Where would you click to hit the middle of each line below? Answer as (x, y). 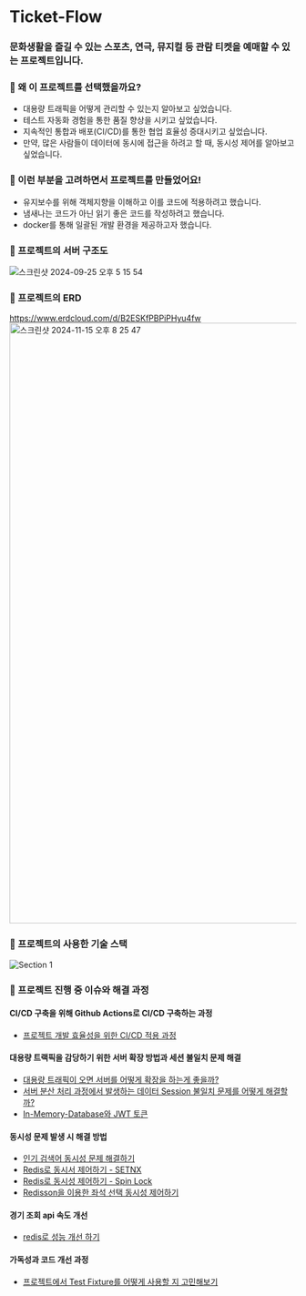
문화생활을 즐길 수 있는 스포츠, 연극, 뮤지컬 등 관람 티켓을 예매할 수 (144, 47)
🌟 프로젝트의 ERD (46, 298)
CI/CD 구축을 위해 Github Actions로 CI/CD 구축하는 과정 (111, 1014)
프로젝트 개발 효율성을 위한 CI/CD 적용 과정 (99, 1035)
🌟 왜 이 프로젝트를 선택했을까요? (76, 87)
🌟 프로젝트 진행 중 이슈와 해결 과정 (79, 990)
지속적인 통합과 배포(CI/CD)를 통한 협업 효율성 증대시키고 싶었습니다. (145, 132)
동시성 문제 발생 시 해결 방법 (58, 1137)
